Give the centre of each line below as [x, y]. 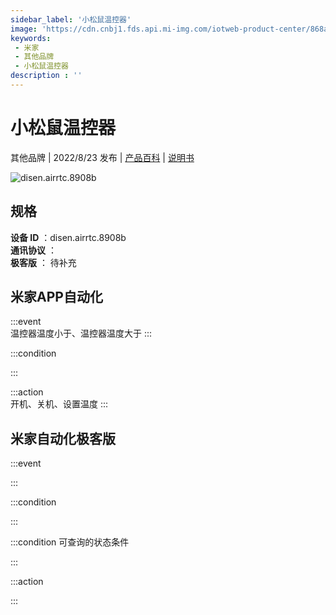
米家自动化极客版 [63, 438]
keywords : [31, 38]
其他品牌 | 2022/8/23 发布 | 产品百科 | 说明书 [102, 157]
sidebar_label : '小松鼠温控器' [71, 19]
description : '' [46, 76]
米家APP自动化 [56, 297]
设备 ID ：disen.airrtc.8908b [68, 237]
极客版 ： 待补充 [43, 262]
